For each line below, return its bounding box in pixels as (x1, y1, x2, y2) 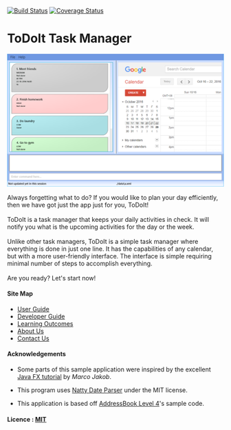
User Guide (16, 305, 49, 313)
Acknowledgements (7, 350, 67, 358)
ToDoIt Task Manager (7, 31, 132, 46)
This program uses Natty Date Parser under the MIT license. (16, 386, 188, 394)
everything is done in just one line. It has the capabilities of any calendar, (7, 245, 214, 253)
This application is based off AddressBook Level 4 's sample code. (16, 399, 205, 407)
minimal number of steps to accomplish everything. (7, 259, 153, 267)
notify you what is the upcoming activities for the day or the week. (7, 223, 195, 231)
